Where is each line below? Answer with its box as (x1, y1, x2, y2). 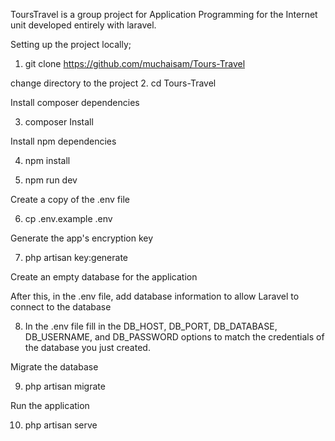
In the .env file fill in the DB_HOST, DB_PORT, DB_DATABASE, (24, 320, 278, 332)
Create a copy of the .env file (10, 194, 130, 205)
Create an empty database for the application (10, 271, 198, 283)
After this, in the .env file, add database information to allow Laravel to (10, 290, 300, 302)
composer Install (24, 116, 94, 128)
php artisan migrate (24, 380, 106, 392)
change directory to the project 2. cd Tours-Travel (10, 77, 217, 89)
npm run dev (24, 174, 78, 186)
